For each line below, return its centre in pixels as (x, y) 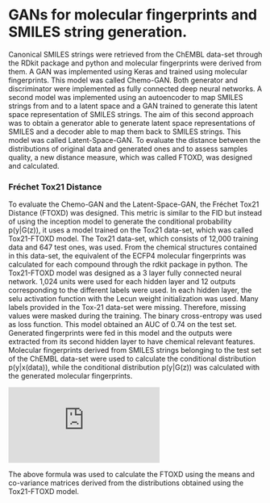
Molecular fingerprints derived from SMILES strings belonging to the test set (135, 350)
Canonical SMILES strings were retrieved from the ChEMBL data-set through (135, 54)
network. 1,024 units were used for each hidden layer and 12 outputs (122, 282)
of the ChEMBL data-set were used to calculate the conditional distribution (132, 359)
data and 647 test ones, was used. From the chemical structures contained (133, 247)
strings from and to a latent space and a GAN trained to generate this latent (133, 106)
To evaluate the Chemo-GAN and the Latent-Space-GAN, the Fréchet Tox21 (134, 204)
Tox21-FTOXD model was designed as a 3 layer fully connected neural (125, 273)
